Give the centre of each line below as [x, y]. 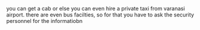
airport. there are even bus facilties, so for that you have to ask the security [100, 15]
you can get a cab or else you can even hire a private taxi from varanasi [96, 9]
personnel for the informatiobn [45, 21]
